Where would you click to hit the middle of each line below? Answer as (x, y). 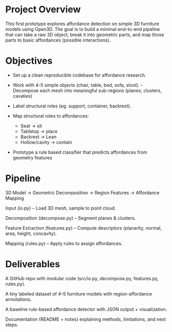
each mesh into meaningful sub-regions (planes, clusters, (101, 90)
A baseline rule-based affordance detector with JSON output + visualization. (86, 309)
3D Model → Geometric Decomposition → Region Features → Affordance (82, 192)
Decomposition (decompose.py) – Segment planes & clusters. (71, 218)
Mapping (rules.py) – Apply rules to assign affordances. (64, 243)
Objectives (29, 61)
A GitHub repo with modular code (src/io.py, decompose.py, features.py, (82, 278)
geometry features (32, 157)
